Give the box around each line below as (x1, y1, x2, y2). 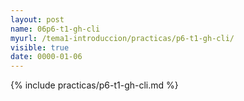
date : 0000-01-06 (10, 52, 83, 62)
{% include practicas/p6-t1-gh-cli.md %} (10, 79, 179, 91)
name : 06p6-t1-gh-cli (10, 24, 101, 34)
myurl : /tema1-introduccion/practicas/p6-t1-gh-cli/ (10, 33, 235, 43)
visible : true (10, 42, 70, 53)
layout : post (10, 14, 65, 25)
